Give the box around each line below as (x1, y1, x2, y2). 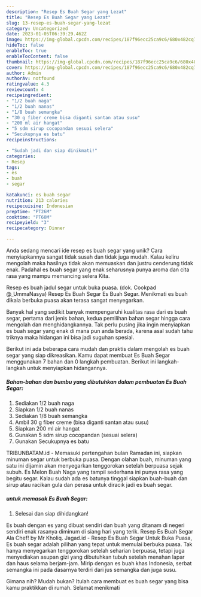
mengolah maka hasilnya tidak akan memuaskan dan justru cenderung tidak (6, 260, 193, 266)
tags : (6, 164, 20, 171)
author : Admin (6, 70, 42, 76)
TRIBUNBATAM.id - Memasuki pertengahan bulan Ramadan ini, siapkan (6, 449, 182, 456)
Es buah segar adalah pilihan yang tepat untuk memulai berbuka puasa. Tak (6, 540, 193, 548)
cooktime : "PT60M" (6, 214, 52, 220)
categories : (6, 153, 36, 159)
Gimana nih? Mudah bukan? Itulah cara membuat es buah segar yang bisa (6, 577, 188, 584)
